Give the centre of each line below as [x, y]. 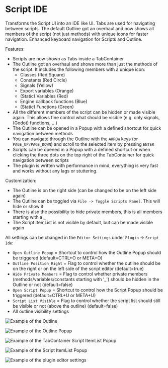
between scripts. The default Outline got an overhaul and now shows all [80, 28]
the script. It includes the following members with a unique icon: [79, 69]
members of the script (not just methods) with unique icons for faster [77, 34]
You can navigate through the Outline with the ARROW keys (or [75, 139]
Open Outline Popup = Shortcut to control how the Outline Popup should [87, 252]
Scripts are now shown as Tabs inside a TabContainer [68, 58]
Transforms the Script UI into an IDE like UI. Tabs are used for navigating [80, 23]
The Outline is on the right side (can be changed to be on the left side [85, 190]
